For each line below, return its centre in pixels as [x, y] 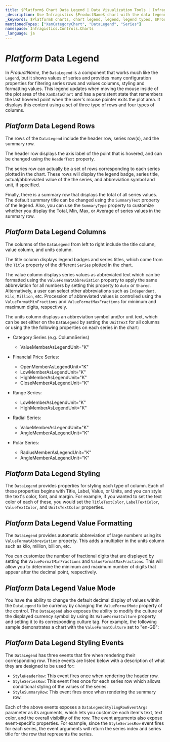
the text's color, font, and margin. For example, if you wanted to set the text [83, 497]
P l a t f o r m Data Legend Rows [50, 126]
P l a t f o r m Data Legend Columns [56, 232]
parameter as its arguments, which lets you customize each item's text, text [84, 712]
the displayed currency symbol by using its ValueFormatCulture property [80, 616]
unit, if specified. [23, 185]
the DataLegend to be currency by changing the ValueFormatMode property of [84, 606]
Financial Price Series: [36, 357]
